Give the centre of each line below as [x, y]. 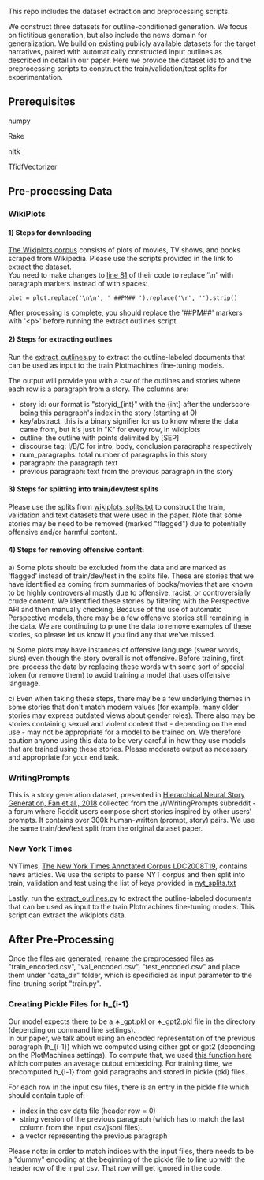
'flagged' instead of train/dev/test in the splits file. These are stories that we [131, 576]
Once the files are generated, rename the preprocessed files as [111, 958]
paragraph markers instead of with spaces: [78, 284]
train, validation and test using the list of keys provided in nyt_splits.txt [122, 883]
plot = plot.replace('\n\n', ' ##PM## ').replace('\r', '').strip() [123, 298]
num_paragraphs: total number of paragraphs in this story [113, 454]
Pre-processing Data [60, 191]
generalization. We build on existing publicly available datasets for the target [132, 43]
